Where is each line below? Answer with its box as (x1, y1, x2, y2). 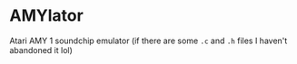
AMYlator (9, 5, 84, 26)
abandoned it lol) (9, 44, 73, 55)
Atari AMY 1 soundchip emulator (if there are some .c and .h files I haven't (9, 35, 288, 46)
